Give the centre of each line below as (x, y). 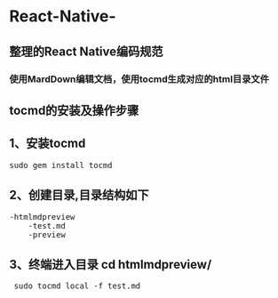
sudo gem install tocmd (61, 165)
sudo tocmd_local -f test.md (77, 286)
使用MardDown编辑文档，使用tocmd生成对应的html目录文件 (139, 79)
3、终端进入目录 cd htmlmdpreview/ (111, 264)
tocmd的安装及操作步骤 (74, 110)
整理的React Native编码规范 (86, 51)
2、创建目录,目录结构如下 (79, 195)
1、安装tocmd (48, 144)
